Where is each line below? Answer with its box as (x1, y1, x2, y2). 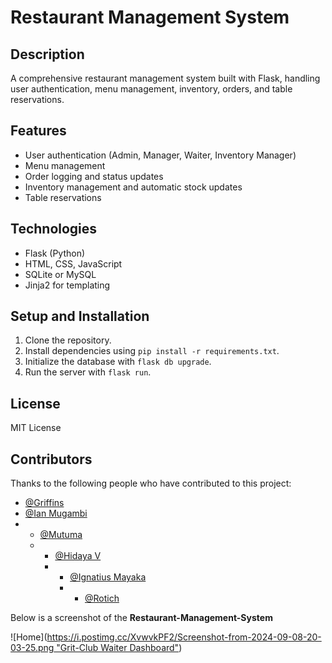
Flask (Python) (24, 247, 86, 259)
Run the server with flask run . (24, 366, 152, 378)
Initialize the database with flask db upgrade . (24, 356, 212, 368)
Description (10, 46, 85, 63)
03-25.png (10, 642, 55, 654)
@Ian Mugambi (24, 507, 88, 520)
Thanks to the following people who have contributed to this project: (10, 477, 292, 490)
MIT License (10, 422, 62, 434)
